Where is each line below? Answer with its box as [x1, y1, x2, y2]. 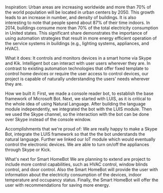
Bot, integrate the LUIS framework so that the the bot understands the [5, 131, 145, 137]
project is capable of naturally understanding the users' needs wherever [5, 76, 150, 82]
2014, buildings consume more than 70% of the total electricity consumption [5, 25, 159, 31]
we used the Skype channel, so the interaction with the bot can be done [5, 111, 149, 117]
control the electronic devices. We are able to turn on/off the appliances [5, 142, 149, 147]
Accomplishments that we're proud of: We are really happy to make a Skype [5, 126, 158, 131]
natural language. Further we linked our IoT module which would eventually [5, 136, 156, 142]
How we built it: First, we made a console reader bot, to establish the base [5, 90, 154, 96]
